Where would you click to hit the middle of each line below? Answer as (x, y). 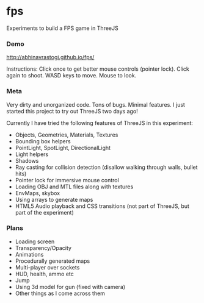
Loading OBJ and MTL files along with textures (74, 187)
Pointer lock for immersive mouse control (67, 180)
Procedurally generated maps (53, 261)
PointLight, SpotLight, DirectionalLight (63, 148)
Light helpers (32, 154)
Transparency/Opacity (43, 248)
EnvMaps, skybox (37, 193)
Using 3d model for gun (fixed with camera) (70, 287)
